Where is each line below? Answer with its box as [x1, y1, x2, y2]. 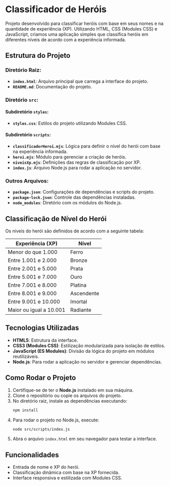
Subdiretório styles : [5, 109, 49, 115]
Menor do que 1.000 [8, 249, 58, 256]
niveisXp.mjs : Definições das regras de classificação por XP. [12, 159, 141, 165]
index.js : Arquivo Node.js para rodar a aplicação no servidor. [12, 164, 142, 171]
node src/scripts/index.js [12, 427, 70, 432]
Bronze [70, 257, 88, 264]
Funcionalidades [5, 450, 60, 459]
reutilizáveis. [12, 353, 39, 359]
